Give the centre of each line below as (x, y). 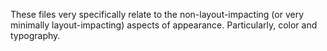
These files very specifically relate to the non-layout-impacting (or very (157, 14)
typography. (35, 35)
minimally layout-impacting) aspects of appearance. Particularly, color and (164, 25)
